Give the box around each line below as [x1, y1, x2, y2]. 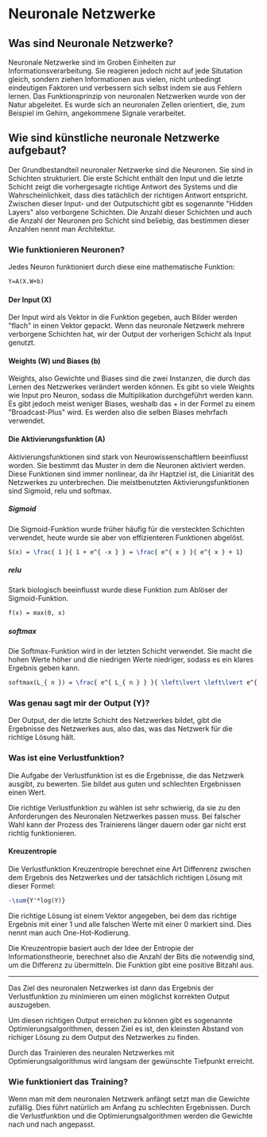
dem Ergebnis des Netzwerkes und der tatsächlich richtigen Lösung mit [8, 873, 242, 882]
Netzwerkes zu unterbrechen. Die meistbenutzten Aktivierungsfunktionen [8, 477, 250, 486]
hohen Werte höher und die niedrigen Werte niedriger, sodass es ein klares [8, 654, 254, 665]
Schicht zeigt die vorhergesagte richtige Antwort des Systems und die [8, 182, 238, 191]
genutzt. [8, 338, 36, 347]
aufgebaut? [8, 144, 68, 158]
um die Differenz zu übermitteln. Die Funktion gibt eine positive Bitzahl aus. [8, 960, 254, 970]
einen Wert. [8, 787, 46, 797]
